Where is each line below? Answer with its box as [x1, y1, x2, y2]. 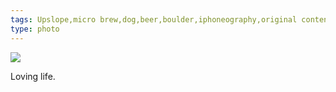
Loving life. [10, 70, 56, 82]
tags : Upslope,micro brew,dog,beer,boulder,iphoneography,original [10, 14, 298, 25]
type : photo [10, 24, 60, 34]
